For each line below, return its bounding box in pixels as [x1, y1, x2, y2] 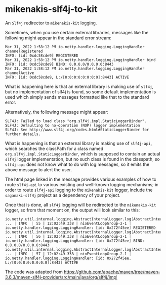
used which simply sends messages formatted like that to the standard [5, 94, 149, 100]
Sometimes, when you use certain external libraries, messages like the [5, 29, 149, 35]
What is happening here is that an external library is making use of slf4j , [5, 83, 154, 89]
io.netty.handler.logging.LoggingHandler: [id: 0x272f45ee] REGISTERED [5, 225, 156, 230]
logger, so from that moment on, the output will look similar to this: [5, 207, 140, 213]
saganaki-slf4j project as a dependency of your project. [5, 192, 121, 198]
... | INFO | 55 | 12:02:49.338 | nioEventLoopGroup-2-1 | [5, 221, 132, 226]
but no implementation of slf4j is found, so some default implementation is [5, 88, 156, 95]
